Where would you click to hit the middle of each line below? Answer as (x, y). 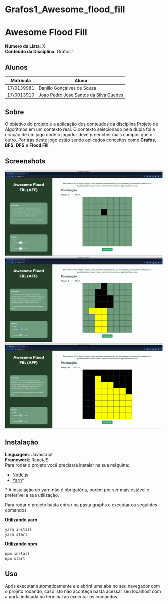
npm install (17, 554)
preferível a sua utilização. (32, 495)
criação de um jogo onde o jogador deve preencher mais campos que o (79, 135)
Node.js (20, 475)
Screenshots (25, 161)
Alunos (17, 67)
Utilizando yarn (21, 520)
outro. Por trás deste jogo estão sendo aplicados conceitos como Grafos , (81, 140)
